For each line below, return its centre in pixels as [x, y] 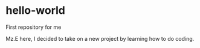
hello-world [36, 10]
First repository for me [34, 27]
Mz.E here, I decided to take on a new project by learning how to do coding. [100, 38]
